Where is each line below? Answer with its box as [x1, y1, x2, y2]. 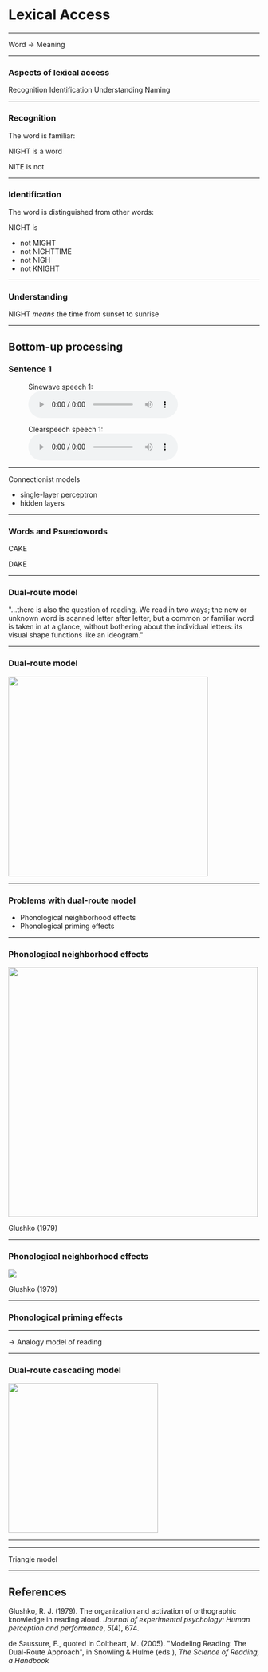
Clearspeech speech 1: [28, 424, 104, 434]
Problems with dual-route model [8, 895, 136, 906]
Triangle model [8, 1555, 58, 1564]
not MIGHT [19, 238, 57, 248]
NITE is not [8, 161, 45, 171]
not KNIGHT [19, 264, 60, 273]
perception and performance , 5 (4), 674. [8, 1623, 140, 1633]
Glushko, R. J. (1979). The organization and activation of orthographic [8, 1606, 237, 1615]
